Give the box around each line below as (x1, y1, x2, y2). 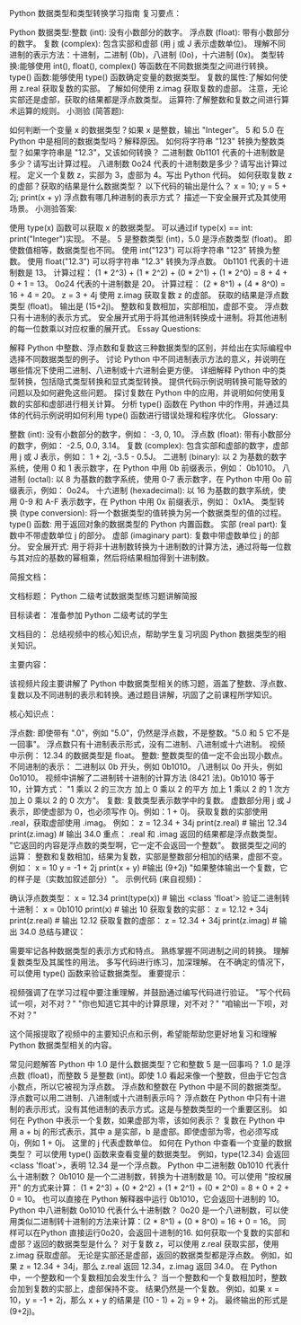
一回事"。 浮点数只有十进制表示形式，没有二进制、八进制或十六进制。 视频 (9, 739, 286, 749)
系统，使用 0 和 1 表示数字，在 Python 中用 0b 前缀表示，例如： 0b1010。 (9, 463, 280, 473)
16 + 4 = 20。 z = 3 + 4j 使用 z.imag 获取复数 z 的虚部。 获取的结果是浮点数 (9, 290, 289, 300)
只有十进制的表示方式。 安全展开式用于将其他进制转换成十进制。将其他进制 (9, 313, 288, 322)
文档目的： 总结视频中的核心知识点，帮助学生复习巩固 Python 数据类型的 (9, 629, 279, 640)
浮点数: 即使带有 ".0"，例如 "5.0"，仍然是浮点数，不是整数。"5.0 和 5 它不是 (9, 728, 290, 738)
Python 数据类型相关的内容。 (9, 1040, 117, 1050)
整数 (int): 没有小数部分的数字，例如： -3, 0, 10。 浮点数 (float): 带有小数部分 (9, 429, 292, 439)
